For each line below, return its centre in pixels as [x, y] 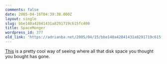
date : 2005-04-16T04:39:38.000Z [39, 14]
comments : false [22, 10]
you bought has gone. [28, 56]
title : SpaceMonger [25, 28]
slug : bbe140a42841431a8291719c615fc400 [48, 23]
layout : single [21, 19]
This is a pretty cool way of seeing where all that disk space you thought [80, 51]
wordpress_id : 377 [24, 32]
